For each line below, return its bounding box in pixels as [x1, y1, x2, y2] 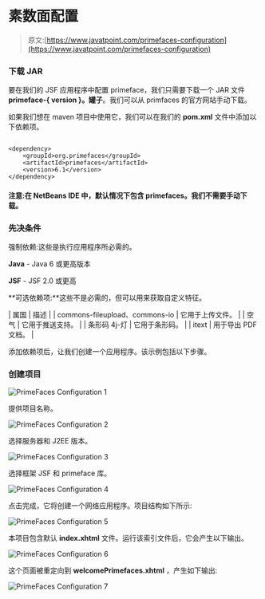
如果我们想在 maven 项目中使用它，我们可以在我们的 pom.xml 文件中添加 [8, 112, 250, 122]
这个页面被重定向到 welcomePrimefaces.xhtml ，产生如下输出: [8, 566, 218, 575]
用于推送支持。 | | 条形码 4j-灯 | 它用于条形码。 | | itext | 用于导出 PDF [28, 320, 258, 329]
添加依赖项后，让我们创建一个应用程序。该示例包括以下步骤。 [8, 347, 212, 357]
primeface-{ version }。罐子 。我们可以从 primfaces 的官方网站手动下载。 [8, 95, 251, 104]
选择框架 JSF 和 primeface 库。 [8, 468, 112, 479]
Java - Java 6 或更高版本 [8, 259, 91, 269]
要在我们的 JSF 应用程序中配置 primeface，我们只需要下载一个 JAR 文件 [8, 85, 246, 95]
